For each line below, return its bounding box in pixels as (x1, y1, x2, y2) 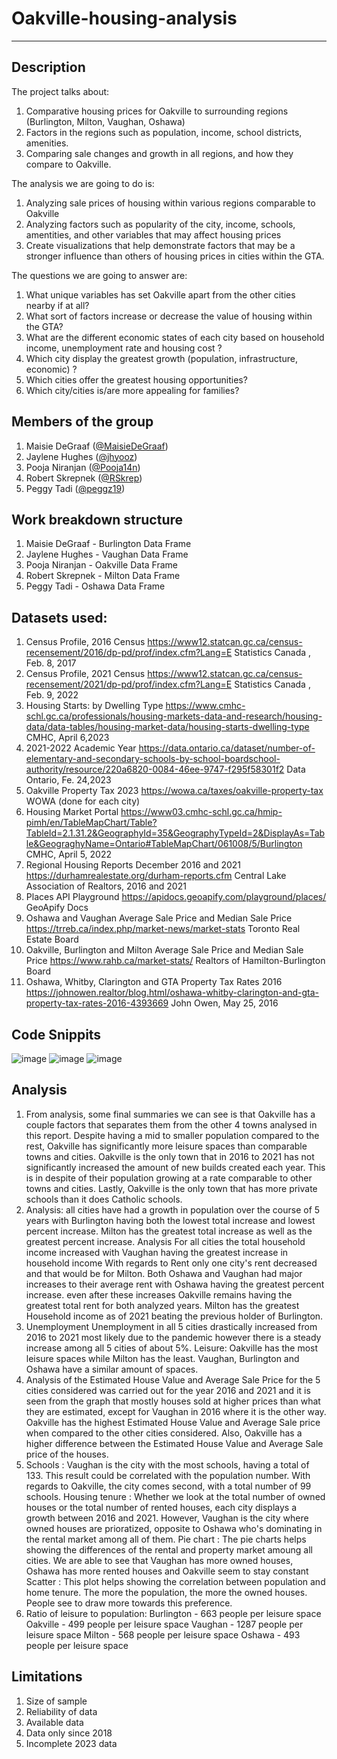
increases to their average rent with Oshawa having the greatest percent (25, 1278, 325, 1290)
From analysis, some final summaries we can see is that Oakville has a (25, 1108, 316, 1120)
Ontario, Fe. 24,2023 (25, 774, 112, 786)
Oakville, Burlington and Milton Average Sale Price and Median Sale (25, 944, 304, 956)
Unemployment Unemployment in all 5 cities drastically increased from (25, 1320, 318, 1332)
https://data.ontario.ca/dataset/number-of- (138, 742, 316, 754)
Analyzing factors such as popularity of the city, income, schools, (25, 218, 296, 230)
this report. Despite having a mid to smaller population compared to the (25, 1129, 320, 1141)
